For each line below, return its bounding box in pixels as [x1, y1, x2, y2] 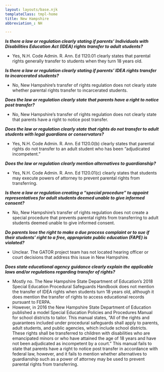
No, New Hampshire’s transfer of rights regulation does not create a [12, 210, 149, 215]
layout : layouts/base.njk [5, 7, 58, 12]
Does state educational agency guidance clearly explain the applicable [5, 264, 153, 270]
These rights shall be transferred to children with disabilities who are [12, 330, 150, 336]
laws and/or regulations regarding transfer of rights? [5, 269, 116, 275]
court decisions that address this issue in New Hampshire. [12, 255, 129, 260]
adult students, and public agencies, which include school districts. [12, 325, 147, 331]
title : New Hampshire [5, 16, 49, 21]
